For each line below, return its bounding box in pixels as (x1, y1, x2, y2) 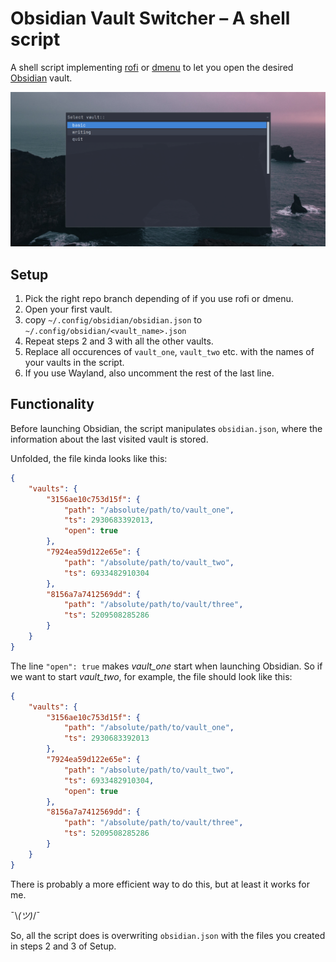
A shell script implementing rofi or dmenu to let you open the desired (10, 61, 294, 73)
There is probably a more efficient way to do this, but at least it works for (10, 878, 310, 890)
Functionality (10, 396, 95, 413)
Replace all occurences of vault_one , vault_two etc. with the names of (24, 346, 315, 358)
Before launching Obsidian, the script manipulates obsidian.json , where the (10, 422, 323, 434)
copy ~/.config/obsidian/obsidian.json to (24, 314, 203, 326)
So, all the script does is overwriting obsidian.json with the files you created (10, 929, 326, 941)
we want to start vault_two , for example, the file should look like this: (10, 670, 293, 682)
